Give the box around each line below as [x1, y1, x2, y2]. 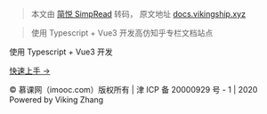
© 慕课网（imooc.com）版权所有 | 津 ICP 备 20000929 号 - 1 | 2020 [9, 85, 258, 94]
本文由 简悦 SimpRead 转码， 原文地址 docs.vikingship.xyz [30, 9, 247, 19]
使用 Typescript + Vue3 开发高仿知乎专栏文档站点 [30, 28, 214, 38]
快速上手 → [9, 66, 51, 76]
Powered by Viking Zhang [9, 94, 104, 105]
